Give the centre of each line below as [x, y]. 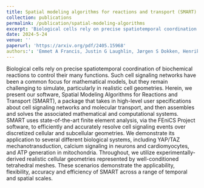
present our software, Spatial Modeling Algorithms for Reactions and [92, 94]
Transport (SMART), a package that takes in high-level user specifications [99, 101]
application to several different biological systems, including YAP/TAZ [93, 139]
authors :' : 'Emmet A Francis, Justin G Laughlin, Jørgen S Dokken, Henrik [103, 52]
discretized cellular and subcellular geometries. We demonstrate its [90, 133]
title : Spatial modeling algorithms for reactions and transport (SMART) [102, 12]
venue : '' [19, 40]
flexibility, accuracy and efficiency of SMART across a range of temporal [97, 172]
